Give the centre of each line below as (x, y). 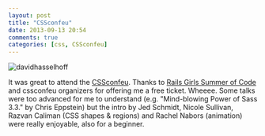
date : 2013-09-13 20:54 (47, 30)
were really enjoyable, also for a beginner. (76, 124)
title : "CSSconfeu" (40, 23)
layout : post (30, 15)
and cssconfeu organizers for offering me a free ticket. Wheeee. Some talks (132, 90)
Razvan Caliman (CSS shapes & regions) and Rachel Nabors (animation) (125, 116)
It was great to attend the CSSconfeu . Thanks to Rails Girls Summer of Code (132, 83)
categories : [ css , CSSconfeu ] (58, 45)
